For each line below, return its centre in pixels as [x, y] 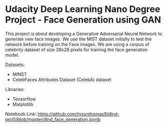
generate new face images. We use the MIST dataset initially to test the [78, 39]
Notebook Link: [21, 114]
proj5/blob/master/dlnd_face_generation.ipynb [53, 119]
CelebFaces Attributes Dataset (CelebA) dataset [62, 79]
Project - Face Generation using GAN [83, 20]
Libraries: [15, 89]
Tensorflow [24, 99]
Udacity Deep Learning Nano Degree [83, 9]
